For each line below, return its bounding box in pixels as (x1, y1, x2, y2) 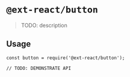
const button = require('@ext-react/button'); (6, 55, 125, 61)
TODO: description (20, 21, 68, 29)
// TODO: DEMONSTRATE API (6, 65, 71, 71)
